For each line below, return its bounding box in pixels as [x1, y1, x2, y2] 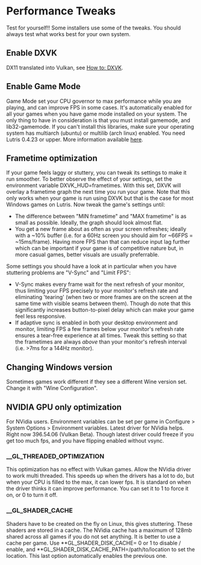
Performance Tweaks [6, 4, 116, 18]
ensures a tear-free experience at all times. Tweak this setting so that [14, 332, 187, 339]
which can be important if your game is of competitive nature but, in [14, 245, 184, 252]
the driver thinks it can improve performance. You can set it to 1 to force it [6, 485, 189, 492]
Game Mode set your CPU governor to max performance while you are [6, 97, 182, 105]
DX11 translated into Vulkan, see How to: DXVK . [6, 64, 123, 71]
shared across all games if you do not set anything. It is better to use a [6, 533, 181, 540]
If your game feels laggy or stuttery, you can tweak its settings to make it [6, 169, 187, 176]
